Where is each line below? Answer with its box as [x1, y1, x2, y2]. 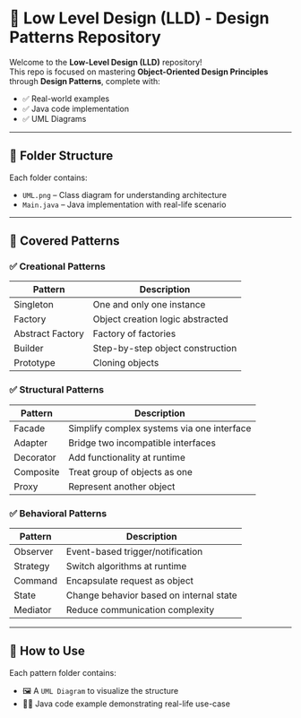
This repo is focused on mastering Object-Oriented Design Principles [9, 66, 269, 77]
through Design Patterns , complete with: [9, 75, 161, 86]
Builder [13, 342, 44, 355]
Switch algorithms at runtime [65, 560, 187, 573]
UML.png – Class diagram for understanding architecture [21, 189, 227, 200]
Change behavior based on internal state [65, 589, 237, 601]
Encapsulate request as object [65, 575, 194, 587]
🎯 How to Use [9, 644, 85, 659]
